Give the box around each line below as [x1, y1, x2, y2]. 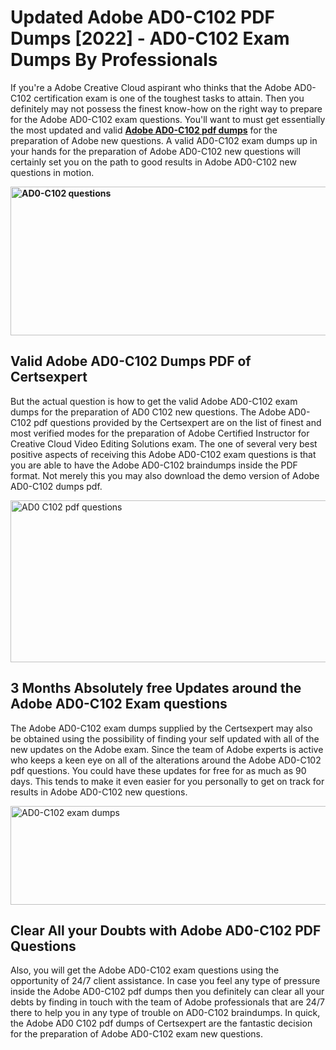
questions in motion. [10, 166, 95, 178]
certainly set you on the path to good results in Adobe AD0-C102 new [10, 156, 297, 168]
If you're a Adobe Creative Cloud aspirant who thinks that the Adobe [10, 81, 292, 93]
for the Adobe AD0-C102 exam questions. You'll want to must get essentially [10, 113, 326, 125]
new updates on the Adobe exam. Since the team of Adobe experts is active [10, 743, 324, 755]
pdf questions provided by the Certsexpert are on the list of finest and [33, 416, 322, 428]
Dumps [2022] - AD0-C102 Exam [10, 27, 290, 50]
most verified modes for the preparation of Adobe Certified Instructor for [10, 427, 310, 439]
